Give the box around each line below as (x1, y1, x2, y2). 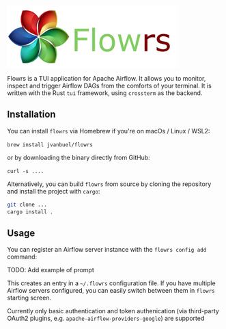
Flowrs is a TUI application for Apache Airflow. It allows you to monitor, (7, 75, 206, 82)
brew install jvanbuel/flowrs (7, 141, 94, 148)
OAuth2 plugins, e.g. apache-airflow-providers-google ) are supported (7, 314, 205, 323)
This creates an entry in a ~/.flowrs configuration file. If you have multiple (7, 279, 216, 287)
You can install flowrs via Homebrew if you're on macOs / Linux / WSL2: (7, 127, 210, 135)
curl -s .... (7, 168, 44, 174)
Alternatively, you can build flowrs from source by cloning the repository (7, 180, 212, 188)
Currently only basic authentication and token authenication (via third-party (7, 307, 220, 315)
